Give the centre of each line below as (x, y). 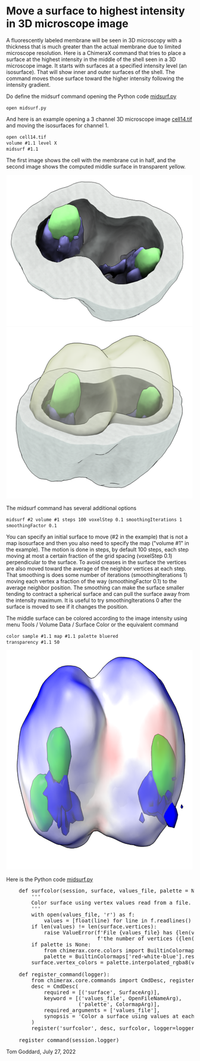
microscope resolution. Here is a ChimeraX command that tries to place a (96, 53)
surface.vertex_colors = (68, 962)
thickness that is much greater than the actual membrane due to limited (94, 47)
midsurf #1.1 (22, 149)
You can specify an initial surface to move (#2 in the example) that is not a (97, 537)
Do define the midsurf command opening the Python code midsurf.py (91, 96)
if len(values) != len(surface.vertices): (94, 927)
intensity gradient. (28, 84)
